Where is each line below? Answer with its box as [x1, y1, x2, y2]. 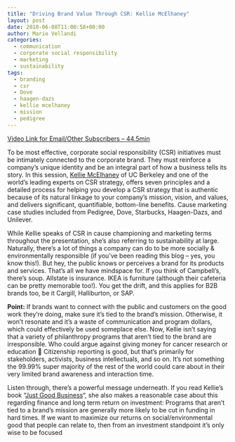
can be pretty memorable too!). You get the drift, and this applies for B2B [7, 281, 218, 289]
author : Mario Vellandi [7, 30, 77, 37]
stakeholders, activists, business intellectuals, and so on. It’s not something [7, 355, 224, 363]
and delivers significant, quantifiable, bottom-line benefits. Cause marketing [7, 200, 227, 208]
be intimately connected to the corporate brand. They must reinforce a [7, 156, 211, 164]
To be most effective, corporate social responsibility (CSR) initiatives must [7, 148, 221, 156]
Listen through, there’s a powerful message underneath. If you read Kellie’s [7, 383, 224, 391]
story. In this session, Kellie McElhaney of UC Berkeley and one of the [7, 170, 209, 179]
